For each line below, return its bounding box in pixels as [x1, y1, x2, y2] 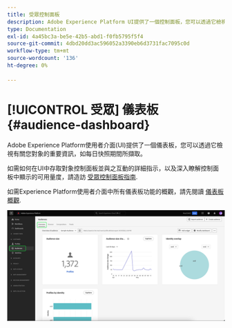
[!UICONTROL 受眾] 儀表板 [7, 102, 159, 117]
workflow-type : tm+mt [7, 48, 70, 54]
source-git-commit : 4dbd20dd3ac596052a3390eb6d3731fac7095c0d [7, 40, 190, 48]
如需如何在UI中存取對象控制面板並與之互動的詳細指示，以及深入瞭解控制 [7, 164, 213, 172]
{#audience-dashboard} [7, 117, 151, 132]
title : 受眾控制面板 [7, 11, 60, 18]
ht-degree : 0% [7, 62, 48, 69]
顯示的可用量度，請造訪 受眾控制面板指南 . [19, 172, 138, 181]
